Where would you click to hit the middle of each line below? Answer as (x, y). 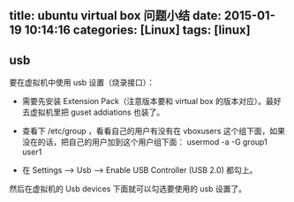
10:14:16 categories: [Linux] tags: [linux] (137, 30)
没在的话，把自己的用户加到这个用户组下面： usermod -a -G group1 (144, 142)
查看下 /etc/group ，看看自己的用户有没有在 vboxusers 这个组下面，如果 (153, 131)
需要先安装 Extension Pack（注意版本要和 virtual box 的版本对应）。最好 (151, 101)
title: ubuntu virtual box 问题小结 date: (116, 16)
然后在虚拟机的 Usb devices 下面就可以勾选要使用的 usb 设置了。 (128, 189)
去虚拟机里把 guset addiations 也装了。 (93, 112)
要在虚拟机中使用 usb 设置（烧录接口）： (82, 83)
